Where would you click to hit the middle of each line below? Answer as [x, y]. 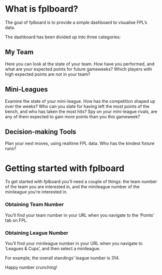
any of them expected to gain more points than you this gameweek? [73, 116]
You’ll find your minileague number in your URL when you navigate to [74, 243]
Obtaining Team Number [35, 205]
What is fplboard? [42, 9]
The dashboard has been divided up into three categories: [63, 37]
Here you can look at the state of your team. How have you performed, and [80, 64]
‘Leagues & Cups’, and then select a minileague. [53, 248]
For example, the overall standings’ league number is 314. [62, 258]
